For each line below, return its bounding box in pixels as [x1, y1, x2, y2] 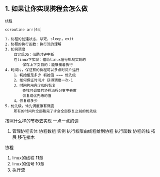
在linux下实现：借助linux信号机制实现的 [14, 57, 86, 62]
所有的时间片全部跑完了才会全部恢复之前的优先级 [14, 109, 97, 113]
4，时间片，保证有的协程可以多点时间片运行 [5, 67, 80, 72]
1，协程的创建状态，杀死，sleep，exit [5, 36, 74, 41]
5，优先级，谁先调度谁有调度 [5, 103, 54, 108]
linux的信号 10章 [12, 161, 45, 166]
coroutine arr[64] [5, 27, 42, 32]
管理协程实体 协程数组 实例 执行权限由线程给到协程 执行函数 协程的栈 [12, 128, 150, 134]
